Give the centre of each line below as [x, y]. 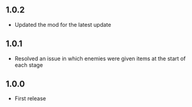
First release [30, 98]
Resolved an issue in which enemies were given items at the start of [100, 58]
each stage [29, 65]
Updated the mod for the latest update [63, 24]
